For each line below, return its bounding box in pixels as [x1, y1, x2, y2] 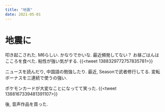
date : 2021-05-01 [5, 12, 41, 17]
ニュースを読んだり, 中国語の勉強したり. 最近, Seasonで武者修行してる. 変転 [5, 69, 160, 75]
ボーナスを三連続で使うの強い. [5, 75, 68, 81]
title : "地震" [5, 7, 33, 12]
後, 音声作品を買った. [5, 101, 49, 107]
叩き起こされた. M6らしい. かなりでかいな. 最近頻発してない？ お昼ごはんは [5, 52, 160, 58]
